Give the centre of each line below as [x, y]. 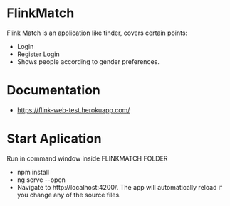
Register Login [38, 54]
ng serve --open [41, 180]
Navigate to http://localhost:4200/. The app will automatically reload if [120, 187]
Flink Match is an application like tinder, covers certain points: [97, 33]
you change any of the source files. [69, 195]
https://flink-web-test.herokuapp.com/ [73, 110]
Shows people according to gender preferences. [88, 61]
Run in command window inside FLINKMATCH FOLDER [87, 158]
